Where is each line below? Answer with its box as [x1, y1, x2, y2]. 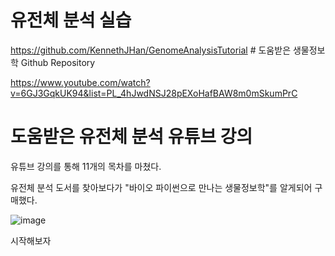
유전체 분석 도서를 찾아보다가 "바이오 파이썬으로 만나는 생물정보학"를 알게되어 [10, 181, 313, 193]
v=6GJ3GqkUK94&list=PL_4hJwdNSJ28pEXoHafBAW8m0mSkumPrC [10, 87, 298, 99]
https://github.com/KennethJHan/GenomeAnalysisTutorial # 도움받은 [10, 44, 292, 56]
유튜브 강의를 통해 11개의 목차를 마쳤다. [10, 160, 162, 172]
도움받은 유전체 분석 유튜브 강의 [10, 126, 253, 148]
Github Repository [20, 56, 96, 68]
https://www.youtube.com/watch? [10, 76, 151, 88]
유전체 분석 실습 [10, 9, 132, 32]
